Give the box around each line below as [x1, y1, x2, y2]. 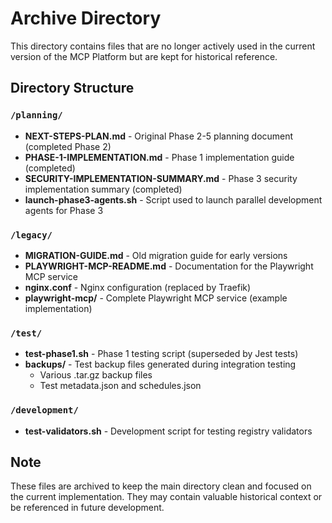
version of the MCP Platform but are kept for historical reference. [10, 50, 278, 62]
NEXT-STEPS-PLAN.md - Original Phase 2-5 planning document [24, 130, 294, 142]
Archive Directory [10, 7, 162, 30]
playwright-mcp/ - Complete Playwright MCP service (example [24, 292, 288, 304]
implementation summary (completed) [24, 183, 183, 195]
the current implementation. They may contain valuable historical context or [10, 491, 323, 503]
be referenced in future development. [10, 502, 165, 514]
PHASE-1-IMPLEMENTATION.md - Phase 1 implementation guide [24, 151, 295, 163]
